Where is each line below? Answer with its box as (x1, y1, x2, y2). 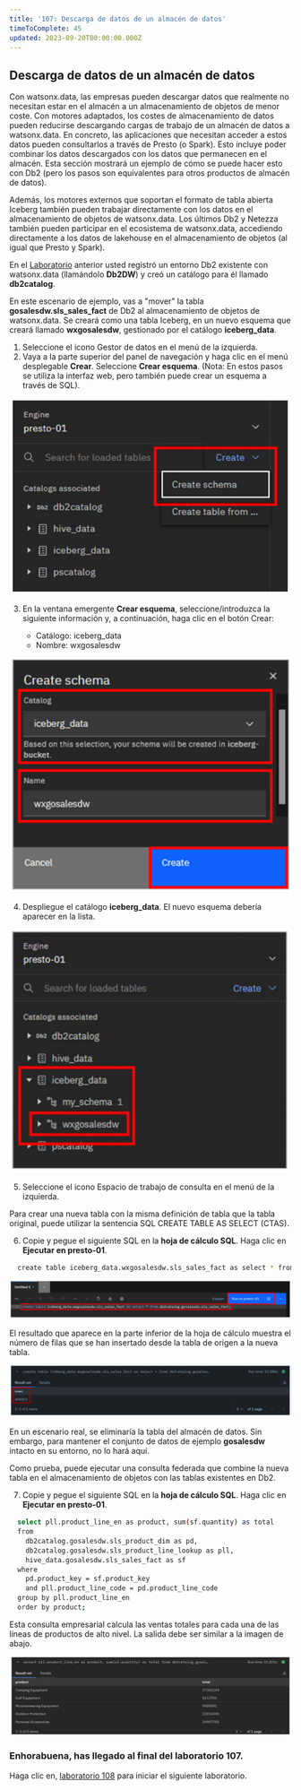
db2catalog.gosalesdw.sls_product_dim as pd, (25, 1536, 199, 1545)
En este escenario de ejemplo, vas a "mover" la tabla (9, 296, 204, 307)
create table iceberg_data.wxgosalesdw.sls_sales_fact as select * (17, 1263, 275, 1272)
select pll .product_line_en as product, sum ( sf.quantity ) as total (17, 1518, 275, 1527)
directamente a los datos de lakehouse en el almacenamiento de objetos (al (9, 233, 288, 244)
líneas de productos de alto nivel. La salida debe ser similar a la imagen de (9, 1628, 284, 1639)
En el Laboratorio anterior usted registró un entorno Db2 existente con (9, 260, 269, 271)
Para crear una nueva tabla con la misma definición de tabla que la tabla (9, 1208, 276, 1219)
